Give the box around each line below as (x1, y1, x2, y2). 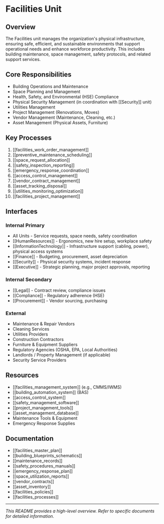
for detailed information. (5, 513, 55, 519)
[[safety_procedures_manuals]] (12, 463, 75, 468)
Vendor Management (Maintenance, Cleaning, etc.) (12, 114, 116, 120)
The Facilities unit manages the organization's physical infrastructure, (5, 36, 146, 41)
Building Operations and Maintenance (12, 83, 89, 89)
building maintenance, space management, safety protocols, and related (5, 51, 151, 57)
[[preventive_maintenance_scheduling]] (12, 152, 92, 158)
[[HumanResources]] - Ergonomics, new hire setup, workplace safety (12, 238, 152, 244)
